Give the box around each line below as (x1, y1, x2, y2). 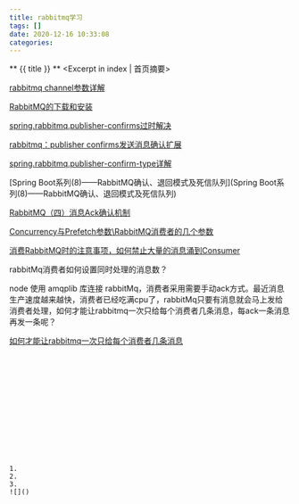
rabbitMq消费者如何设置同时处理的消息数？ (9, 264, 168, 275)
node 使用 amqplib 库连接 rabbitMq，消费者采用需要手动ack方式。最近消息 (9, 283, 285, 294)
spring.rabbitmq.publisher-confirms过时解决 (9, 120, 172, 131)
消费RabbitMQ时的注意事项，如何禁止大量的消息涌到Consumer (9, 245, 241, 256)
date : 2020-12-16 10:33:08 (9, 29, 110, 38)
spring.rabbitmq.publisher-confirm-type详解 (9, 158, 172, 169)
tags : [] (9, 21, 42, 30)
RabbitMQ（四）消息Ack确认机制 (9, 207, 131, 219)
